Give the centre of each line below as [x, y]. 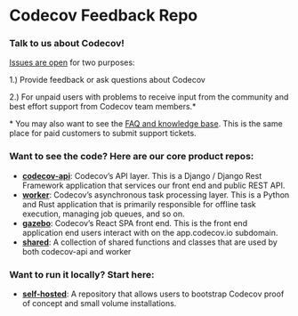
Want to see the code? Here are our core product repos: [132, 157]
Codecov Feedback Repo [104, 16]
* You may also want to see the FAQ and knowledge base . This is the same [146, 124]
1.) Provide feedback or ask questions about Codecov [108, 80]
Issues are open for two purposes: [72, 62]
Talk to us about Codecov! [67, 44]
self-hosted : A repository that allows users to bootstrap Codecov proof [153, 294]
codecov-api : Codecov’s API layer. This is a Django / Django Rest [142, 175]
